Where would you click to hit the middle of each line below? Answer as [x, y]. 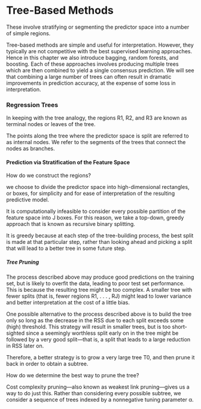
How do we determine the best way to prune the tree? [73, 376]
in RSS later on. [25, 346]
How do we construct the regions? [49, 175]
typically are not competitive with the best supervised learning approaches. [99, 51]
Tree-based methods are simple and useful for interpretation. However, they [100, 45]
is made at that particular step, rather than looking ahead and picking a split [99, 242]
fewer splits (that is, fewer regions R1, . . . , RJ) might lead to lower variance [99, 296]
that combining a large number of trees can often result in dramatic [89, 77]
